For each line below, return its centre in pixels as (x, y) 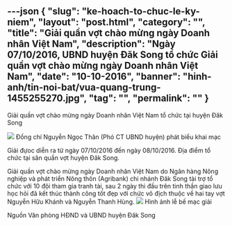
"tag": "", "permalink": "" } (149, 98)
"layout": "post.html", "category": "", (122, 23)
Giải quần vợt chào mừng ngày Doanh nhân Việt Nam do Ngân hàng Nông (113, 171)
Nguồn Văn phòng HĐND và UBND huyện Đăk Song (82, 215)
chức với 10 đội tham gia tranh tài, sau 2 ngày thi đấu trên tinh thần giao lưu (115, 186)
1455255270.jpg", (47, 98)
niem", (22, 23)
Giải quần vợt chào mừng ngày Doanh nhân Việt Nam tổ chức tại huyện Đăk (115, 115)
